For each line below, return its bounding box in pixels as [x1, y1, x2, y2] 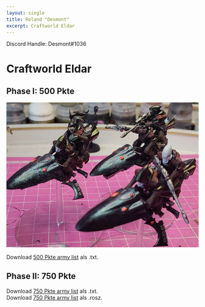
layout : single [6, 10, 45, 16]
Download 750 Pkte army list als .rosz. [6, 294, 103, 301]
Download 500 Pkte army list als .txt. [6, 253, 99, 261]
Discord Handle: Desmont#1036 [6, 40, 87, 48]
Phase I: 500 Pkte [6, 86, 75, 96]
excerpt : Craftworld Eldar [6, 23, 75, 29]
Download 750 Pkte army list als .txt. [6, 287, 98, 295]
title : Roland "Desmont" [6, 16, 70, 23]
